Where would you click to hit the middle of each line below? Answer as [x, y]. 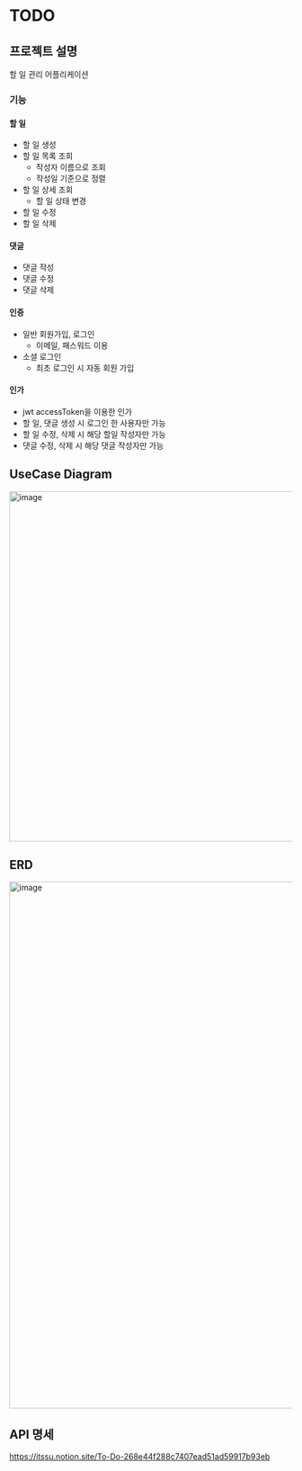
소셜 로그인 [42, 356]
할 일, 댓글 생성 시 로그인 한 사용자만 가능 [94, 423]
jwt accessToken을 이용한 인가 [77, 411]
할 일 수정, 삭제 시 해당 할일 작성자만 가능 [94, 434]
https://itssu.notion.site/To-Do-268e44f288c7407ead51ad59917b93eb [140, 1457]
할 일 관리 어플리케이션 [49, 74]
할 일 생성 [39, 145]
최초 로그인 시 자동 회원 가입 [85, 368]
